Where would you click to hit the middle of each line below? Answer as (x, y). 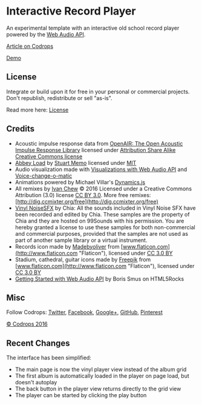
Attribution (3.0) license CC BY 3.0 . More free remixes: (83, 195)
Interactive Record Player (71, 11)
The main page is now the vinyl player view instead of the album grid (101, 370)
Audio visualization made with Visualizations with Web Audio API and (101, 169)
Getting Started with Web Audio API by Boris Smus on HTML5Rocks (99, 279)
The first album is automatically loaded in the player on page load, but (102, 376)
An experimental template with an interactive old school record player (93, 28)
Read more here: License (37, 110)
